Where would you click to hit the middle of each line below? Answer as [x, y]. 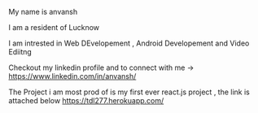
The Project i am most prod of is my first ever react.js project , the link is [129, 92]
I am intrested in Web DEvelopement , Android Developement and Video [129, 43]
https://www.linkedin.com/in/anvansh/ [72, 76]
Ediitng [20, 52]
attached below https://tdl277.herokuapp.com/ [86, 100]
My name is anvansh [43, 12]
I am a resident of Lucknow [54, 27]
